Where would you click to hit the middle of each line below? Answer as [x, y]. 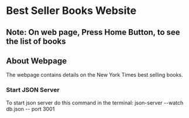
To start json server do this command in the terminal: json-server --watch [95, 102]
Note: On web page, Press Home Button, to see [93, 32]
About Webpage [37, 61]
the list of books [36, 41]
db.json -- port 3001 [30, 109]
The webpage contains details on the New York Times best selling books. [94, 75]
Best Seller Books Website [71, 11]
